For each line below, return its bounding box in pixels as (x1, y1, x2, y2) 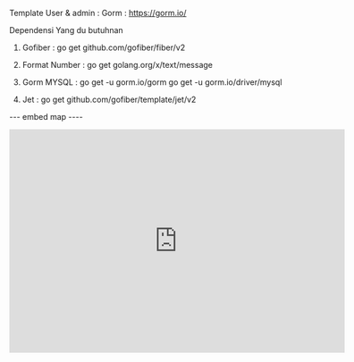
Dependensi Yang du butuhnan (9, 25, 123, 35)
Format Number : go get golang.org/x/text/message (21, 60, 213, 70)
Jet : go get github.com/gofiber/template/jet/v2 (21, 94, 197, 105)
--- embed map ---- (9, 112, 83, 122)
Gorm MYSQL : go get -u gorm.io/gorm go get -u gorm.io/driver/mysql (21, 77, 282, 88)
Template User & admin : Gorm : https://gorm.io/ (9, 8, 187, 18)
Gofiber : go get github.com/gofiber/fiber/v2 (21, 42, 186, 53)
